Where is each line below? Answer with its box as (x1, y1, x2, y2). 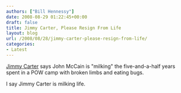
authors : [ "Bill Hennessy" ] (6, 8, 75, 15)
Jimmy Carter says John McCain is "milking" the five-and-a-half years (6, 63, 176, 70)
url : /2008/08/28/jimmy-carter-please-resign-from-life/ (6, 36, 148, 42)
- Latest (6, 47, 27, 53)
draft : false (6, 19, 38, 25)
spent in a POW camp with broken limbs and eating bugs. (6, 68, 144, 76)
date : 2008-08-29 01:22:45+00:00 (6, 14, 88, 20)
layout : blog (6, 30, 38, 36)
